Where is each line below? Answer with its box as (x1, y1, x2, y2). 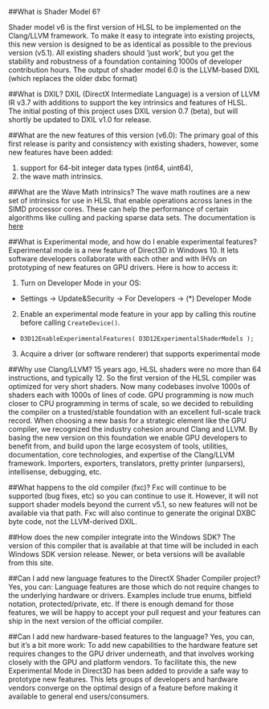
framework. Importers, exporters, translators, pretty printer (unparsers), (8, 458, 246, 468)
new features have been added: (8, 148, 114, 157)
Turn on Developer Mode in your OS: (19, 278, 142, 288)
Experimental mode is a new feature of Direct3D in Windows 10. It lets (8, 245, 239, 255)
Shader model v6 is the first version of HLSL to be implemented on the (8, 23, 242, 31)
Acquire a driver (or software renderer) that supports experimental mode (19, 349, 261, 359)
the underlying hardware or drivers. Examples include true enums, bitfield (8, 591, 251, 600)
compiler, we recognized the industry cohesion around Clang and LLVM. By (8, 424, 259, 433)
